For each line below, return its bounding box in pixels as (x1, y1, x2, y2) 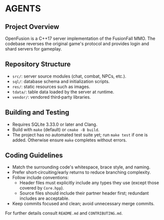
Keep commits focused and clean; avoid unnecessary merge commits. (12, 201, 155, 207)
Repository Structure (5, 60, 71, 69)
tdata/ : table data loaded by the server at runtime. (12, 89, 114, 95)
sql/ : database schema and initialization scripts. (12, 78, 110, 84)
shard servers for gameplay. (5, 46, 62, 52)
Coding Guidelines (5, 151, 63, 160)
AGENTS (5, 3, 41, 14)
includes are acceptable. (19, 195, 70, 201)
